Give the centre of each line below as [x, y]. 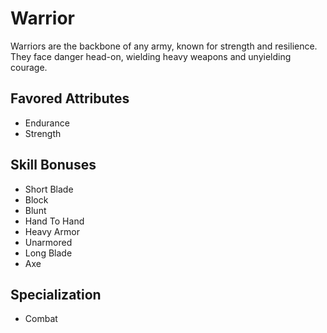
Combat [41, 319]
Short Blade [49, 189]
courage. [29, 67]
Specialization [56, 294]
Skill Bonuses [53, 165]
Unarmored [48, 242]
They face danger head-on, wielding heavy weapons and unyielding [151, 56]
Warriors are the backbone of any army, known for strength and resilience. [164, 46]
